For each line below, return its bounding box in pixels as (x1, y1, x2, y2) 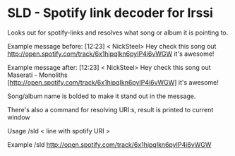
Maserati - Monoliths (7, 71, 68, 79)
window (7, 113, 30, 121)
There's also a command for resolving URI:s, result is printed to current (7, 105, 214, 114)
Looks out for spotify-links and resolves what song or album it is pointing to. (7, 28, 229, 37)
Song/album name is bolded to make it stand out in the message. (7, 92, 196, 100)
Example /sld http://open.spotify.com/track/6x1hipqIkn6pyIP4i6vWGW (7, 140, 212, 149)
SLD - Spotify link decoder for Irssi (7, 5, 214, 21)
